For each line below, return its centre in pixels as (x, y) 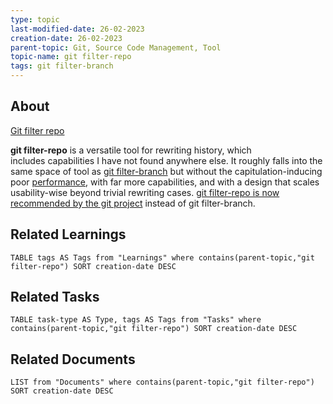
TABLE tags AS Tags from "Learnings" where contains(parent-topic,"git (162, 257)
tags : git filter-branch (62, 66)
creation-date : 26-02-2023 (66, 38)
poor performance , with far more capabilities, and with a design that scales (165, 182)
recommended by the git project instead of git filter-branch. (133, 203)
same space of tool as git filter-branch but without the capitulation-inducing (166, 171)
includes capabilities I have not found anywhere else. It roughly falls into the (166, 160)
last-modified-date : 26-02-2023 (77, 29)
